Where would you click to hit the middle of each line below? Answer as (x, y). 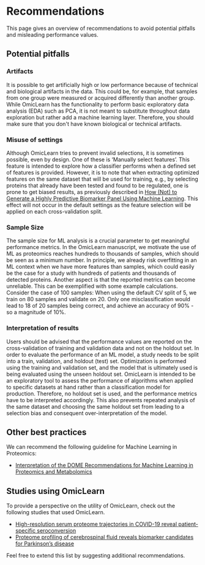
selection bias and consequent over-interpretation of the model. (87, 413)
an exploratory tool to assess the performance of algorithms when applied (100, 380)
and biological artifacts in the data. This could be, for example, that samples (102, 91)
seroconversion (56, 531)
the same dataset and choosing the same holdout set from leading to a (95, 406)
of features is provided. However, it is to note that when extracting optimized (103, 172)
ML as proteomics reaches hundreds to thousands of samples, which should (103, 254)
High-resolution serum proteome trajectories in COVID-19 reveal (96, 524)
